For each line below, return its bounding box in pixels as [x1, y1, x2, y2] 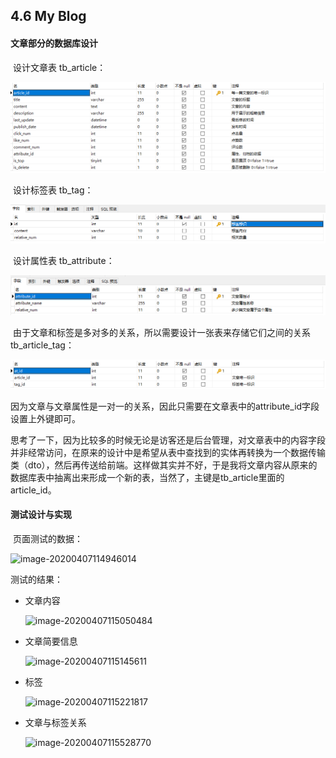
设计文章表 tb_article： [12, 61, 107, 73]
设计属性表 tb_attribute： [12, 255, 115, 267]
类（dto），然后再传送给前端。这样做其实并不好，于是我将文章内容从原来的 [10, 459, 318, 471]
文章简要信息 [24, 635, 78, 648]
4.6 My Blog [10, 8, 87, 25]
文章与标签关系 [24, 717, 87, 729]
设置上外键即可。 [10, 412, 81, 424]
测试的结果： [10, 574, 63, 586]
